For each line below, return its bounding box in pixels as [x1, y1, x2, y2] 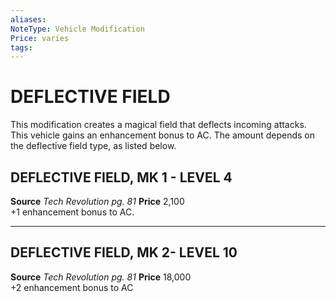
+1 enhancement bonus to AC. [10, 206, 135, 218]
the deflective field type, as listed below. [10, 140, 177, 152]
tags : [10, 42, 33, 53]
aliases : [10, 14, 47, 25]
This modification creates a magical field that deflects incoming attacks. [10, 119, 307, 131]
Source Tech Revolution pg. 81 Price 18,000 [10, 271, 192, 283]
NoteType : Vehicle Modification [10, 24, 145, 34]
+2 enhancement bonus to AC [10, 281, 134, 293]
